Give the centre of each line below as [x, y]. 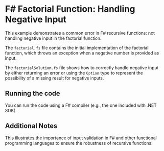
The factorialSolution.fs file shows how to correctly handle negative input [82, 68]
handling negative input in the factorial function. [53, 38]
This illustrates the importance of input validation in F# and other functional [81, 138]
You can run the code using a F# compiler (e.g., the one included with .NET [81, 105]
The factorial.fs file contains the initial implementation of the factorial [77, 48]
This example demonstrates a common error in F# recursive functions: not [80, 33]
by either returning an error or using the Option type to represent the [74, 73]
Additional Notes [31, 126]
